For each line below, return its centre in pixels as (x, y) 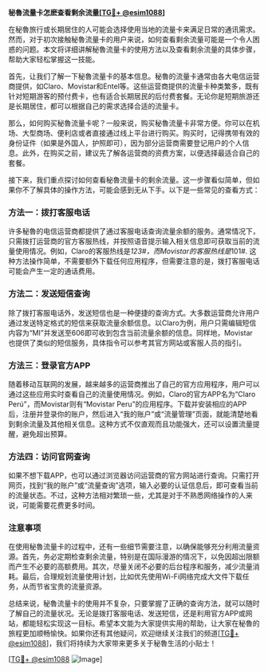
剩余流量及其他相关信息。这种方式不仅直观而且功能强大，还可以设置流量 (134, 424)
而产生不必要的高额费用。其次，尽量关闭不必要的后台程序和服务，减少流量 (130, 567)
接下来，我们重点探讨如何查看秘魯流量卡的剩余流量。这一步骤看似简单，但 (130, 180)
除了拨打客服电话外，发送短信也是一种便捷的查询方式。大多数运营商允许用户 (134, 312)
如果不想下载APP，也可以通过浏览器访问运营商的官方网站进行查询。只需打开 (134, 476)
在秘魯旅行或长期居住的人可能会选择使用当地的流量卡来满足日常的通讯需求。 (134, 29)
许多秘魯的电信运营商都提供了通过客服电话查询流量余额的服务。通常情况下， (134, 231)
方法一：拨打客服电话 (49, 212)
